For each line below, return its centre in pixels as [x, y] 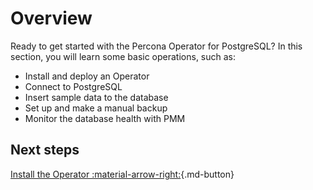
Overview [51, 18]
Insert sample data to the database [96, 97]
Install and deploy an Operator [87, 76]
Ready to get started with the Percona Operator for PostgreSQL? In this [156, 46]
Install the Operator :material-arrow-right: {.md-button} [122, 174]
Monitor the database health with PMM [105, 118]
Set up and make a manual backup [96, 108]
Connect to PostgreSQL [73, 86]
